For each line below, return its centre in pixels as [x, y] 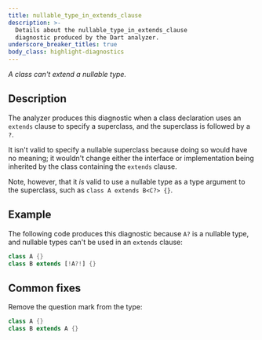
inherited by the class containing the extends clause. [93, 166]
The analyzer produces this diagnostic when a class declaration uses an [125, 118]
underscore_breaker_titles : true [63, 45]
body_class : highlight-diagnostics [66, 52]
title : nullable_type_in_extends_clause [75, 15]
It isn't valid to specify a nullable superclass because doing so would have [128, 149]
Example [30, 215]
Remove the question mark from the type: [75, 307]
